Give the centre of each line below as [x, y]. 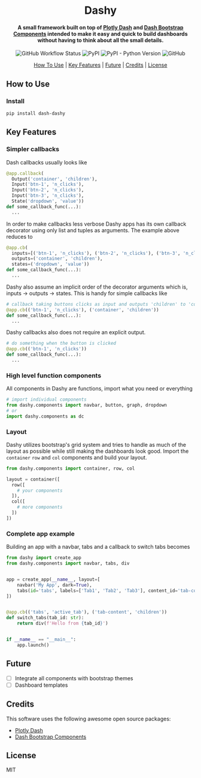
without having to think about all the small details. [100, 40]
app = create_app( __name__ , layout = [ [53, 579]
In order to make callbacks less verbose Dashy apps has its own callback [96, 224]
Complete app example [40, 533]
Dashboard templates [41, 685]
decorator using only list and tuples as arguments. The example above [93, 230]
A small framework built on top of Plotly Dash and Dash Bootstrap [100, 27]
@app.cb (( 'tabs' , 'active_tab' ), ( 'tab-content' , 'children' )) [87, 612]
